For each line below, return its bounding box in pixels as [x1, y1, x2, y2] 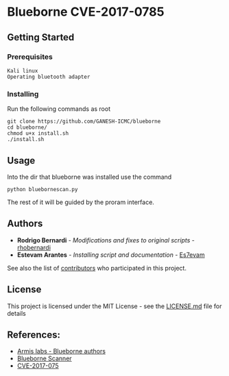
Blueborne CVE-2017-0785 [7, 4, 165, 20]
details [7, 309, 26, 317]
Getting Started [7, 32, 75, 43]
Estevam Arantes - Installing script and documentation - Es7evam [16, 251, 205, 259]
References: [7, 329, 60, 340]
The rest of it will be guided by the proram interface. [7, 198, 154, 206]
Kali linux [7, 67, 38, 74]
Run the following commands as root [7, 105, 111, 113]
